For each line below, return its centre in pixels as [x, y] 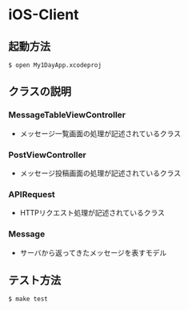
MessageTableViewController [67, 115]
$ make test [28, 299]
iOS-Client [44, 15]
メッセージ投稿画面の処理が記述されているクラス [100, 173]
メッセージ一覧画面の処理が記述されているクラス [100, 133]
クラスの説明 [40, 92]
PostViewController [47, 155]
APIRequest [32, 194]
